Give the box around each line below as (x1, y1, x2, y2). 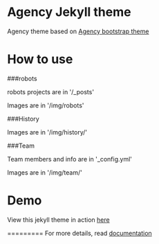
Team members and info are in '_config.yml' (7, 155, 133, 163)
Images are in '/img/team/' (7, 168, 83, 177)
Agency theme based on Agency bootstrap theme (7, 27, 149, 35)
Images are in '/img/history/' (7, 128, 88, 136)
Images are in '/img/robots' (7, 101, 84, 110)
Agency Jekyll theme (7, 4, 131, 20)
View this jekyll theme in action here (7, 216, 110, 224)
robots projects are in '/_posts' (7, 87, 95, 96)
